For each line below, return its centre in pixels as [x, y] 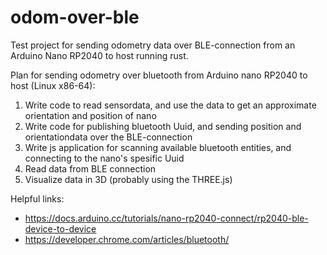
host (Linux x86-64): [53, 85]
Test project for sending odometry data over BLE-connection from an [153, 45]
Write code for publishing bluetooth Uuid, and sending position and [163, 126]
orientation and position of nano [90, 115]
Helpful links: [37, 198]
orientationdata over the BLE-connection [108, 137]
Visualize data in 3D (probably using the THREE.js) [128, 179]
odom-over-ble [75, 17]
